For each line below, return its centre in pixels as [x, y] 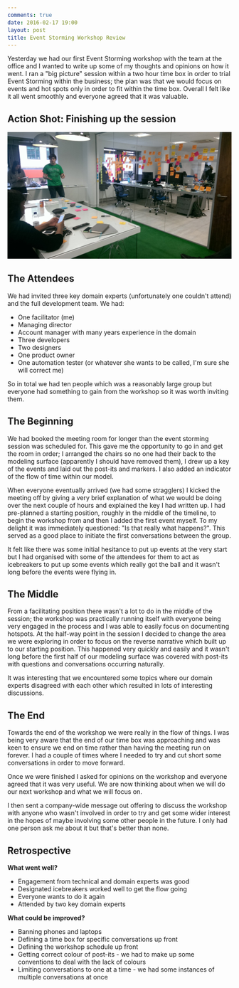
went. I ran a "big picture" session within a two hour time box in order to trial [119, 74]
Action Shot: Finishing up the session [92, 118]
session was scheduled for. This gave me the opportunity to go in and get [115, 446]
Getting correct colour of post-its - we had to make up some [106, 955]
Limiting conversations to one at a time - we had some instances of [116, 970]
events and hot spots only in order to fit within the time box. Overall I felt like [119, 89]
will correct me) [41, 370]
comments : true [30, 15]
